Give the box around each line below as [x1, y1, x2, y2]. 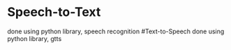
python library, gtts [7, 34, 62, 42]
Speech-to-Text [7, 4, 101, 20]
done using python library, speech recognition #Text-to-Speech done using [7, 27, 225, 35]
